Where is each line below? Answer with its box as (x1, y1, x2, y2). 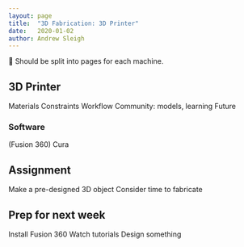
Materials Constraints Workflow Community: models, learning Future (8, 102, 237, 111)
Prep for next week (8, 207, 106, 222)
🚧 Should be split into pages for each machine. (8, 57, 164, 66)
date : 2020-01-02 (8, 27, 74, 35)
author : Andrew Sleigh (8, 34, 85, 43)
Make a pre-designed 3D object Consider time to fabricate (8, 185, 204, 195)
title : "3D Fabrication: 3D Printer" (8, 19, 139, 27)
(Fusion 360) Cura (8, 140, 69, 149)
